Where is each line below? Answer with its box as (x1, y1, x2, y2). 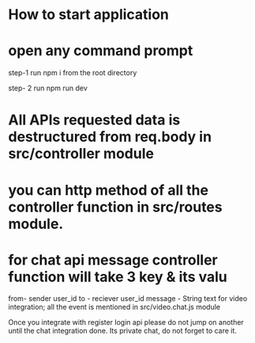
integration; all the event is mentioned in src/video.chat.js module (8, 303, 221, 312)
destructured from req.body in (8, 128, 212, 146)
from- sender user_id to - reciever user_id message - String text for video (8, 294, 248, 303)
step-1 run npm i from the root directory (8, 68, 137, 78)
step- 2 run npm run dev (8, 83, 88, 93)
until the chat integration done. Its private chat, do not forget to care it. (8, 326, 237, 336)
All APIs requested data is (8, 111, 181, 129)
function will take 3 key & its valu (8, 268, 227, 286)
